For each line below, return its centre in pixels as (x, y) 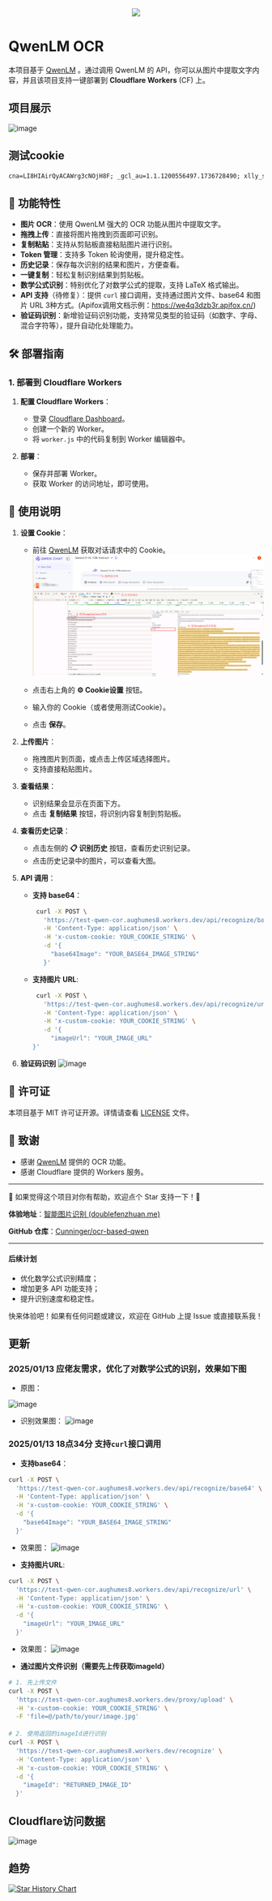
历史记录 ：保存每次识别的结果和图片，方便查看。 (102, 265)
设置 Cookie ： (44, 532)
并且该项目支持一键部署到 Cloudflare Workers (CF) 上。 (116, 79)
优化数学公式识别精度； (59, 1278)
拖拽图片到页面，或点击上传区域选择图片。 (103, 758)
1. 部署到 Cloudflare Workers (66, 382)
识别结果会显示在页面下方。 (79, 803)
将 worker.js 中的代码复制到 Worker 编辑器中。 (111, 439)
